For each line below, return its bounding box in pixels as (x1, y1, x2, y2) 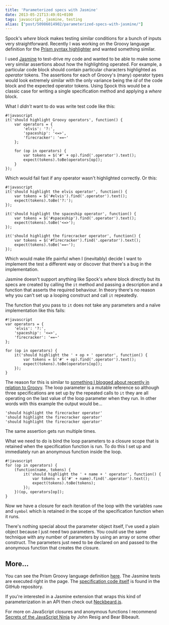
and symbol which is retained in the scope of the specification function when (5, 508, 164, 514)
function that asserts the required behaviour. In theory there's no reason (5, 287, 155, 293)
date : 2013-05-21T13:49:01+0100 (5, 12, 73, 17)
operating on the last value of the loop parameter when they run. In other (5, 395, 157, 401)
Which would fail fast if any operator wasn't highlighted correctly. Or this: (5, 175, 157, 181)
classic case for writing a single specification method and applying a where (5, 88, 162, 94)
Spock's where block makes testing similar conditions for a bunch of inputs (5, 35, 161, 41)
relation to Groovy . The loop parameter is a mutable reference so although (5, 385, 159, 391)
